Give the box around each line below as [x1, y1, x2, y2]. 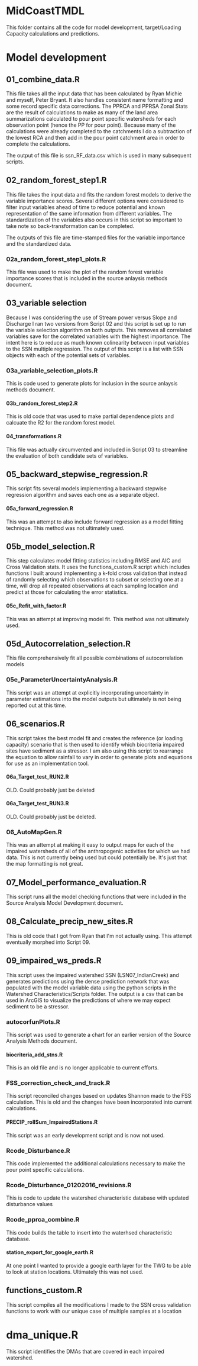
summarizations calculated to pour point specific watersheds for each [6, 115, 177, 122]
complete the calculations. [6, 140, 71, 147]
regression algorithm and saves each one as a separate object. [6, 491, 160, 499]
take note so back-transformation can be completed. [6, 222, 135, 229]
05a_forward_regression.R [6, 504, 74, 512]
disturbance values [6, 1201, 53, 1208]
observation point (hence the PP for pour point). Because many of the [6, 121, 176, 128]
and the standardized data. [6, 240, 72, 247]
